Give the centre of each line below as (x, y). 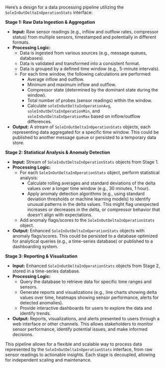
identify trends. (35, 313)
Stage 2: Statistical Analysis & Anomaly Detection (58, 152)
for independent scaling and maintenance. (48, 360)
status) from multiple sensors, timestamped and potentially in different (84, 37)
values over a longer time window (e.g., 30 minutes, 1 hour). (88, 188)
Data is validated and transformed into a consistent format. (80, 63)
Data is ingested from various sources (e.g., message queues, (83, 53)
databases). (32, 58)
